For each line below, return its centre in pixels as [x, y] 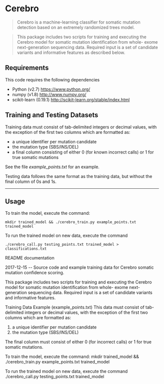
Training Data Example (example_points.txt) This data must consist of [75, 307]
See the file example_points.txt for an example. [52, 167]
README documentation [30, 258]
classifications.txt [26, 249]
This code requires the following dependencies [52, 79]
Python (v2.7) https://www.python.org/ [51, 89]
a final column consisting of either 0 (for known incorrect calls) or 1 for [83, 152]
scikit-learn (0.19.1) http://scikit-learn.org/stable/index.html [71, 100]
